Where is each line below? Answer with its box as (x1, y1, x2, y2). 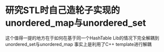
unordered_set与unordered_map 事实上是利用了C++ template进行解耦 (5, 41, 152, 47)
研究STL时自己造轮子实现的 (5, 5, 120, 16)
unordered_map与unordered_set (5, 17, 146, 29)
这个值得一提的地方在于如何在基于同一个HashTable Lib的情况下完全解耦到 (5, 35, 159, 41)
